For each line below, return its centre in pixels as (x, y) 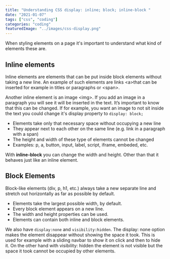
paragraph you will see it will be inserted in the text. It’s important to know (82, 102)
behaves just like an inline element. (42, 160)
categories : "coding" (28, 24)
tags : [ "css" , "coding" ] (31, 19)
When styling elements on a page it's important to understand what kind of (83, 43)
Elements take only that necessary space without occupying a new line (87, 123)
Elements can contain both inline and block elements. (68, 219)
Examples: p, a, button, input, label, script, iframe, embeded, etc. (80, 144)
